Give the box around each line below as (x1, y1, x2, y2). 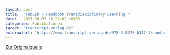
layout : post (5, 7, 33, 12)
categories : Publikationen (5, 21, 62, 26)
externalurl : (5, 30, 33, 35)
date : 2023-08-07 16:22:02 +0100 (5, 16, 80, 21)
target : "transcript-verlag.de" (5, 26, 73, 31)
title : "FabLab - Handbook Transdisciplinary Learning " (5, 12, 130, 17)
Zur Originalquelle (5, 44, 43, 50)
